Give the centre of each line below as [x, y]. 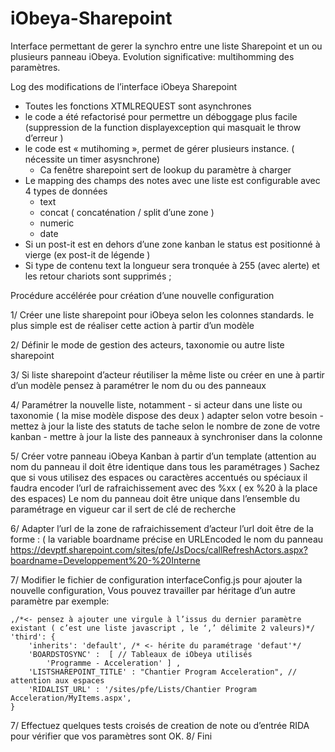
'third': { [33, 637]
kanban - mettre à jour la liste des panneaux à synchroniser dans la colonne [166, 436]
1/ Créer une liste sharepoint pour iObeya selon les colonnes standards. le [162, 314]
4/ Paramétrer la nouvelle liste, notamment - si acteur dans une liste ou [156, 404]
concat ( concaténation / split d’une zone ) [127, 212]
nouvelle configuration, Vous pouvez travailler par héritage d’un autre [153, 590]
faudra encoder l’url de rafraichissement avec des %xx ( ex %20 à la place [164, 488]
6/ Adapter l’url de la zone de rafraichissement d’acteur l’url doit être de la [162, 528]
